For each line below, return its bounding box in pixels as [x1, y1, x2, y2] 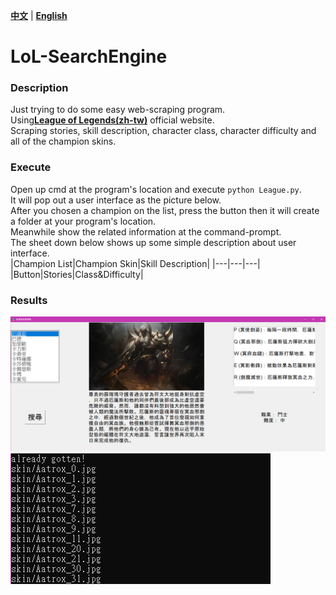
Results [10, 293, 48, 307]
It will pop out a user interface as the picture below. [10, 194, 222, 206]
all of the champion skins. [10, 135, 117, 148]
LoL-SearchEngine [10, 45, 168, 68]
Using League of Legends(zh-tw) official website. [10, 114, 215, 126]
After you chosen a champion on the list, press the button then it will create [10, 204, 320, 216]
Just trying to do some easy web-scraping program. [10, 104, 226, 116]
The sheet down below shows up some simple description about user [10, 236, 297, 248]
